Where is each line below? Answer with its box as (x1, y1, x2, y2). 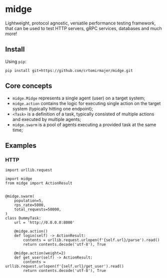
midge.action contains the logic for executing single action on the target (12, 100, 161, 106)
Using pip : (5, 58, 26, 64)
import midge (5, 176, 32, 181)
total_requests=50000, (14, 207, 61, 212)
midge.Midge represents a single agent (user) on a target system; (12, 95, 145, 101)
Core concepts (5, 81, 52, 90)
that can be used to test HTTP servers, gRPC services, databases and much (5, 25, 162, 31)
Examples (5, 141, 36, 149)
